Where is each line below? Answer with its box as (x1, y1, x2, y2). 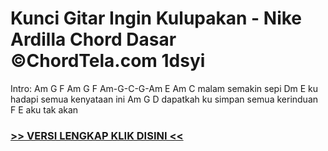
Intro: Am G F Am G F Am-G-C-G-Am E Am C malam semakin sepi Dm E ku (10, 82, 319, 94)
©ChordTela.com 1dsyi (10, 50, 206, 72)
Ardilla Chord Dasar (10, 28, 177, 51)
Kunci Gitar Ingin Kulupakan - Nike (10, 7, 303, 30)
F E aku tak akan (10, 103, 79, 116)
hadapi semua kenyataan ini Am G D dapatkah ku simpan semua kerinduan (10, 93, 319, 105)
